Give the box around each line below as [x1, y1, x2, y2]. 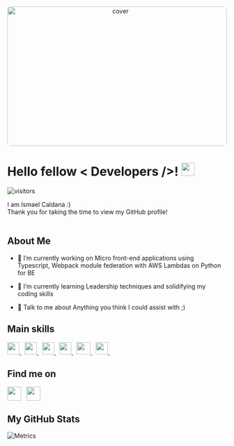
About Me [7, 236, 51, 247]
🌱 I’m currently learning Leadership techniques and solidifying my [17, 282, 206, 291]
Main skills [7, 323, 55, 335]
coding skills [17, 289, 54, 298]
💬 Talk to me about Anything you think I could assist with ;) [17, 302, 186, 312]
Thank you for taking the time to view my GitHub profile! [7, 208, 169, 216]
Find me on [7, 368, 56, 380]
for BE [17, 268, 36, 277]
